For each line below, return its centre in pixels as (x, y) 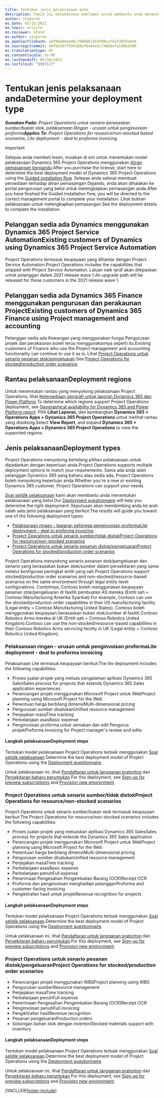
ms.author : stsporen (26, 37)
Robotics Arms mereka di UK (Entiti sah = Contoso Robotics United (72, 618)
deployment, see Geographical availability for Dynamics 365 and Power (77, 407)
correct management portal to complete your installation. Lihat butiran (75, 199)
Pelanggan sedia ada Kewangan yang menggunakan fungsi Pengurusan (77, 338)
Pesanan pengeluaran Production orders (52, 1018)
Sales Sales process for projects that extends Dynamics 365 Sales (78, 683)
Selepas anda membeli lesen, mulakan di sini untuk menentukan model (76, 158)
